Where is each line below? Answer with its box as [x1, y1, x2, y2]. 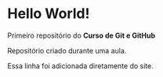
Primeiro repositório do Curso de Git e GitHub [7, 31, 156, 40]
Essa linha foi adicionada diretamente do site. [7, 60, 154, 71]
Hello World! [7, 5, 90, 23]
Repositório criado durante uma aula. [7, 46, 127, 55]
